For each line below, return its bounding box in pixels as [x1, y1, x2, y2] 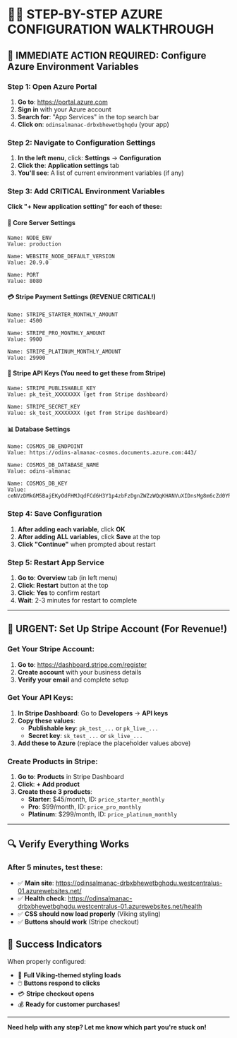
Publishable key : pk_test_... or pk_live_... [28, 723, 159, 732]
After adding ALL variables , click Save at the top [17, 532, 161, 541]
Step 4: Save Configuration [7, 509, 102, 519]
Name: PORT [7, 271, 39, 278]
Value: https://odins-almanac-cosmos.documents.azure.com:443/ [7, 449, 197, 457]
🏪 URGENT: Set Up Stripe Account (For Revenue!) [7, 623, 228, 635]
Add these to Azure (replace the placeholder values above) [17, 739, 191, 747]
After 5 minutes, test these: [7, 862, 104, 872]
